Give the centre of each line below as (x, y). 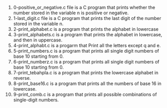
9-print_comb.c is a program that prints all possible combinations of (85, 94)
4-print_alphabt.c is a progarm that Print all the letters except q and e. (87, 45)
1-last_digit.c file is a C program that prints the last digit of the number (87, 18)
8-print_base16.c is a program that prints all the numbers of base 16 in (87, 83)
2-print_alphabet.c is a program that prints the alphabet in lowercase (86, 29)
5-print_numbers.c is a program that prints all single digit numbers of (86, 51)
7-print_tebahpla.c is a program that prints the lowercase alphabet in (86, 73)
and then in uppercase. (38, 40)
